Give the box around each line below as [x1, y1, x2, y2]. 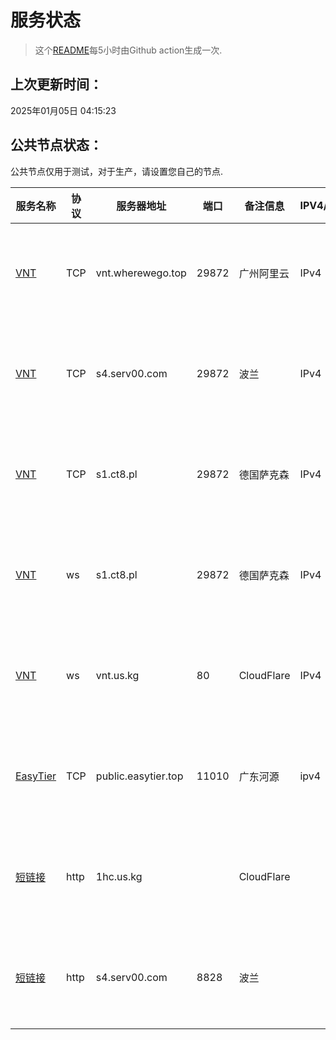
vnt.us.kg [95, 669, 140, 683]
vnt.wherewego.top [95, 266, 187, 280]
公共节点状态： [10, 137, 103, 154]
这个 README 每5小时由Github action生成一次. [34, 44, 223, 56]
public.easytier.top [95, 769, 184, 783]
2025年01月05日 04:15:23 [10, 104, 117, 116]
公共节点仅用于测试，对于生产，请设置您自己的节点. [10, 165, 224, 177]
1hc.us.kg [95, 870, 143, 884]
